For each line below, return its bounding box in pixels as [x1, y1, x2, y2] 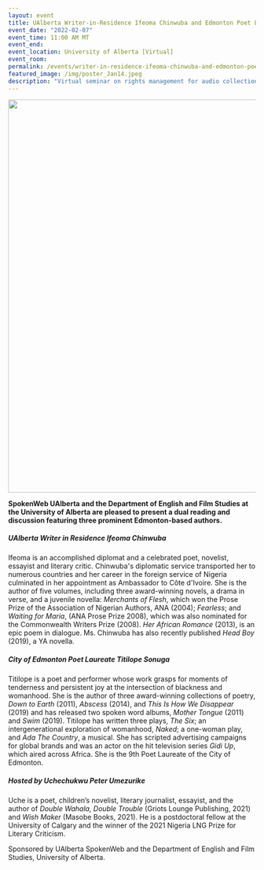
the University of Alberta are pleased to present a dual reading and [8, 507, 230, 516]
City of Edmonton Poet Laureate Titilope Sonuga [8, 655, 170, 664]
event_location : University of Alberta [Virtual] [8, 48, 174, 56]
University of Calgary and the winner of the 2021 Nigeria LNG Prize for [8, 820, 236, 830]
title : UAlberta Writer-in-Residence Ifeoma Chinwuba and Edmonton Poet [8, 19, 251, 27]
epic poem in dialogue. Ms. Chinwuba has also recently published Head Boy [8, 628, 255, 637]
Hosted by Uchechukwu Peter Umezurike [8, 776, 145, 786]
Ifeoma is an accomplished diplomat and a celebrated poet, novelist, [8, 553, 229, 563]
